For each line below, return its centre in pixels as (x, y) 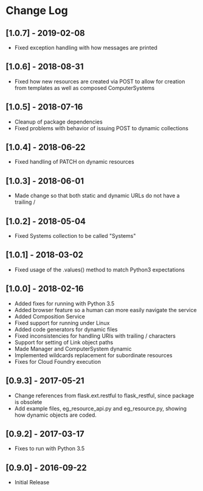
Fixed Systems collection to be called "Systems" (75, 236)
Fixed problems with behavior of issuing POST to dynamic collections (101, 128)
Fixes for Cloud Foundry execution (58, 361)
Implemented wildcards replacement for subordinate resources (93, 355)
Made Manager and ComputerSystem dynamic (73, 349)
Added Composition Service (50, 316)
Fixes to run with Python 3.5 (50, 448)
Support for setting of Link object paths (64, 342)
